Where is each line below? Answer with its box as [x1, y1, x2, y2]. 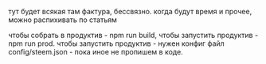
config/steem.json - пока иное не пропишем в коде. [8, 47, 183, 56]
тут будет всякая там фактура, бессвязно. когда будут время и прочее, [8, 7, 252, 16]
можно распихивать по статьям [8, 15, 118, 24]
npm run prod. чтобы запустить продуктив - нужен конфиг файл [8, 39, 225, 48]
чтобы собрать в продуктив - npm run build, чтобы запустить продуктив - [8, 31, 259, 40]
